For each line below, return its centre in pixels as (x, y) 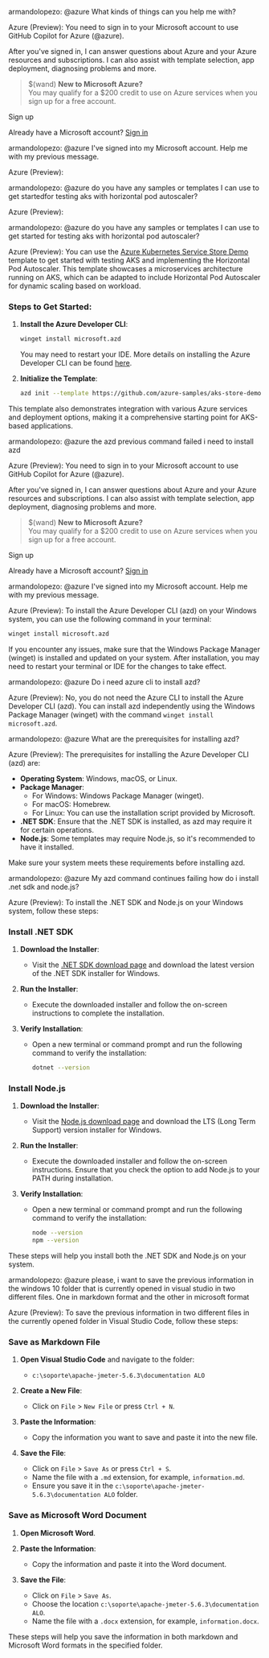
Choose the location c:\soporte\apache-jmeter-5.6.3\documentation (145, 1604)
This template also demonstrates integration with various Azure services (128, 409)
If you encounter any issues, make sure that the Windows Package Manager (134, 649)
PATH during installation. (73, 1178)
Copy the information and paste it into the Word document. (129, 1564)
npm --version (55, 1240)
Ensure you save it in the (73, 1486)
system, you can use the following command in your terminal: (110, 619)
